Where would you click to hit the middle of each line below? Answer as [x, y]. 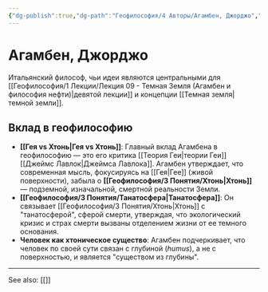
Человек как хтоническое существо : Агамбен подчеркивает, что [132, 240]
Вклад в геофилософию [71, 127]
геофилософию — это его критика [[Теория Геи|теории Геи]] [123, 156]
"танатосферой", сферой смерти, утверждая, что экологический [130, 215]
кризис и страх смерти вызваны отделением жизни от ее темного [133, 223]
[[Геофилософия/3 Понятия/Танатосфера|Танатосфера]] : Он [126, 198]
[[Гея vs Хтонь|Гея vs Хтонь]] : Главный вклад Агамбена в [118, 147]
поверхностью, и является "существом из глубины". [109, 257]
